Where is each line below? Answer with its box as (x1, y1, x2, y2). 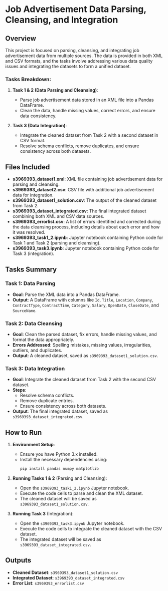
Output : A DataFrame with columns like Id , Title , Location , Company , (12, 297, 153, 303)
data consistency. (20, 113, 57, 119)
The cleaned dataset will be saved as (20, 496, 97, 502)
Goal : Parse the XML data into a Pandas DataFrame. (12, 291, 120, 298)
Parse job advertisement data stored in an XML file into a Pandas (20, 97, 154, 103)
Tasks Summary (5, 265, 57, 273)
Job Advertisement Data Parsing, (5, 4, 146, 15)
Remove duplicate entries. (20, 398, 74, 404)
